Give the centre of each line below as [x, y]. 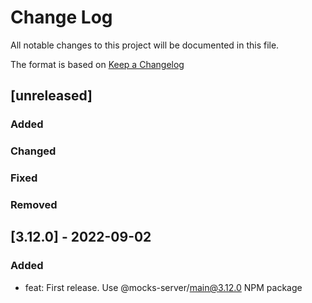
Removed [34, 205]
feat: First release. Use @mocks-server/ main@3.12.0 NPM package [163, 287]
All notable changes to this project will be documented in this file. [145, 45]
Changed [33, 151]
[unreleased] [51, 96]
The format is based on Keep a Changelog [97, 64]
